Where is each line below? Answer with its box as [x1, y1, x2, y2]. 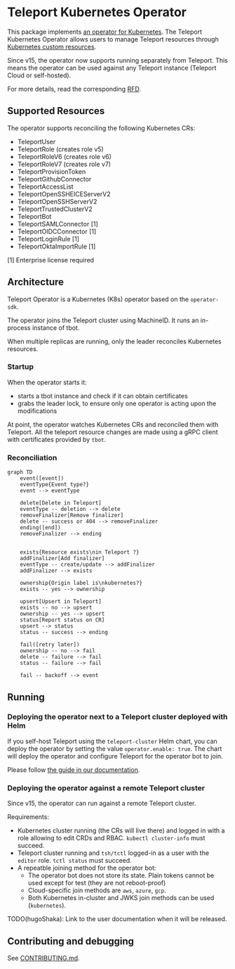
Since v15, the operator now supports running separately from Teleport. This [7, 56, 228, 64]
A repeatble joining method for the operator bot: [17, 863, 156, 873]
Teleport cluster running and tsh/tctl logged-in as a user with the [17, 849, 209, 857]
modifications [17, 406, 58, 415]
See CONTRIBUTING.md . [7, 954, 80, 962]
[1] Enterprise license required [7, 255, 95, 264]
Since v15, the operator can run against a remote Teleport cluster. [7, 799, 196, 808]
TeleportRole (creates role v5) [17, 145, 104, 153]
